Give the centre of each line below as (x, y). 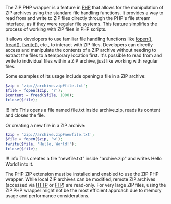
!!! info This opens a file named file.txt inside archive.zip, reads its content (83, 110)
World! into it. (19, 164)
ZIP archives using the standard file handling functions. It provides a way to (84, 13)
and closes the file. (25, 115)
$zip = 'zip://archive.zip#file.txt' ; (46, 86)
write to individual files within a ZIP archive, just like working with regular (82, 61)
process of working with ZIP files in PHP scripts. (56, 29)
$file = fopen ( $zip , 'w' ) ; (34, 139)
